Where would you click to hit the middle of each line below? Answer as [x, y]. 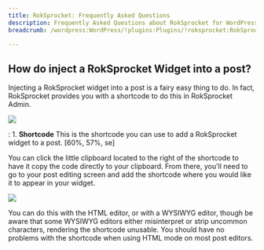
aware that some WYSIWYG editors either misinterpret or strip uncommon [128, 222]
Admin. [20, 105]
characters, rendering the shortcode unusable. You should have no [117, 230]
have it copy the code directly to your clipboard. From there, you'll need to [128, 167]
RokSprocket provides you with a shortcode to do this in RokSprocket [121, 96]
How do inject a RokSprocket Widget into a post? [130, 69]
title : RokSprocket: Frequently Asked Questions [89, 15]
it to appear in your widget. [52, 183]
